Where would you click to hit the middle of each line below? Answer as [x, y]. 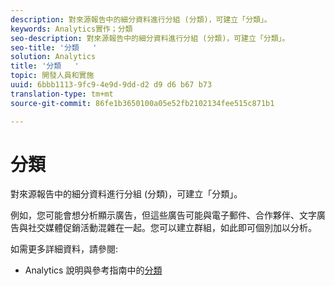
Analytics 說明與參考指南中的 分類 [93, 270]
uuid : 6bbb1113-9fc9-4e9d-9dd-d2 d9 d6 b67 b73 [111, 85]
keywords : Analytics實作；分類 [71, 29]
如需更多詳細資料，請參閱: [64, 249]
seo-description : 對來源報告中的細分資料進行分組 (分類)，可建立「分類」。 [150, 38]
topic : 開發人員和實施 [52, 76]
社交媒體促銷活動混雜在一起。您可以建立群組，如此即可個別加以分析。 [172, 228]
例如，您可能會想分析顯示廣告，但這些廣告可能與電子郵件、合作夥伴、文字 [163, 215]
